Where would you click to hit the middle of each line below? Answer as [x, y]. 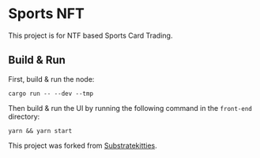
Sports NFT [46, 14]
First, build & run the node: [51, 79]
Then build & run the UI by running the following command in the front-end [130, 108]
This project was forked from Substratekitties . [83, 145]
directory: [24, 116]
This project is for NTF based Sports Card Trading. [90, 35]
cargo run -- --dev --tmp [51, 94]
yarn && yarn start [40, 130]
